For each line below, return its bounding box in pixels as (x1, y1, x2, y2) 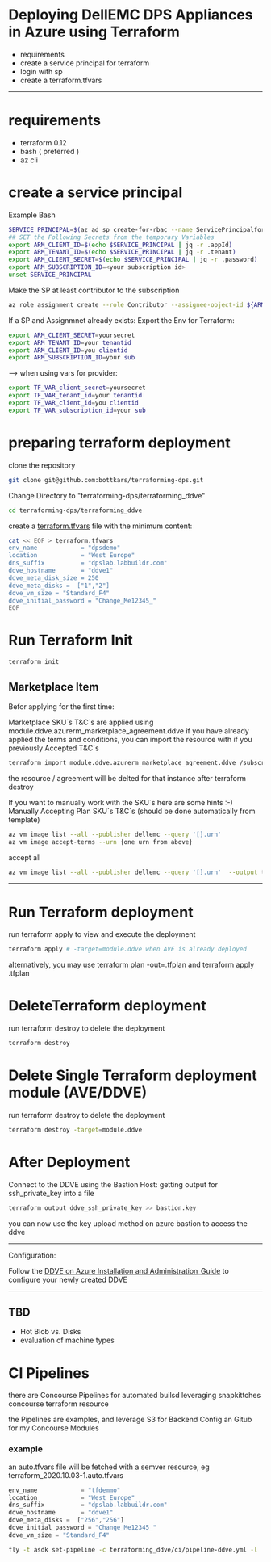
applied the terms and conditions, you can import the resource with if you (8, 734, 252, 744)
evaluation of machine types (19, 1335, 115, 1346)
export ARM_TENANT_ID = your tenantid (8, 338, 131, 346)
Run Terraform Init (8, 632, 133, 649)
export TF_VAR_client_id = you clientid (8, 399, 139, 407)
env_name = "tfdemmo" (8, 1486, 121, 1494)
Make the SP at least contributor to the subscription (8, 285, 180, 295)
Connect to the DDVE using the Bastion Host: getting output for (8, 1179, 219, 1189)
